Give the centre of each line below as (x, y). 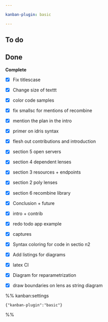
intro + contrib (28, 213)
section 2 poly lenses (35, 182)
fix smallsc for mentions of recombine (52, 110)
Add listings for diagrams (39, 254)
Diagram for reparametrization (44, 275)
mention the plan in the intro (42, 121)
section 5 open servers (37, 151)
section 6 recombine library (42, 193)
